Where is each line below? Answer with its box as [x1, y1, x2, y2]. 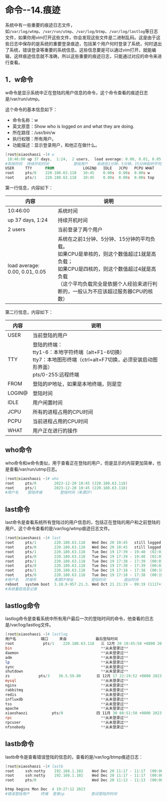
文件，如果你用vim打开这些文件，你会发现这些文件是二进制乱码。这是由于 [5, 34, 157, 40]
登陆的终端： [32, 341, 63, 348]
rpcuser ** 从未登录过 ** [5, 720, 128, 725]
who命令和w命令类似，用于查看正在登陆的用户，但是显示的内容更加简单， [5, 460, 157, 466]
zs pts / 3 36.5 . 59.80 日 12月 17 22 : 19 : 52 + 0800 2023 [5, 674, 162, 679]
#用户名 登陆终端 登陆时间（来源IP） [5, 490, 94, 495]
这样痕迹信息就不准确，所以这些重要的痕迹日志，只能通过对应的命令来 [13, 53, 158, 59]
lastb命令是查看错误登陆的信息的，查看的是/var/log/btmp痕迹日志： [5, 754, 143, 760]
